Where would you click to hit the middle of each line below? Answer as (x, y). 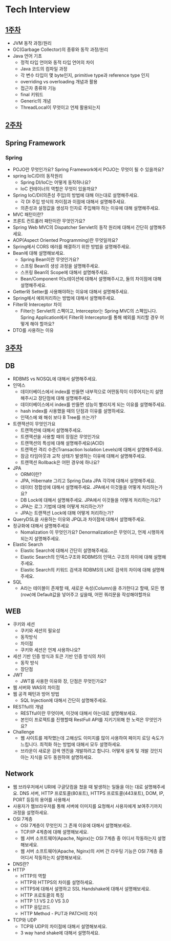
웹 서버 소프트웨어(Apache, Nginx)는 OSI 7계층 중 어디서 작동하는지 (88, 838)
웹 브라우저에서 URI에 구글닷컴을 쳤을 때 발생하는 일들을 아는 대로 (78, 787)
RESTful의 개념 (28, 707)
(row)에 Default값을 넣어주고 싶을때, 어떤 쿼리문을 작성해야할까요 (85, 595)
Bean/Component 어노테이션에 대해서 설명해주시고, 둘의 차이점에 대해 (91, 279)
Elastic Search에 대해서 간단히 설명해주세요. (65, 551)
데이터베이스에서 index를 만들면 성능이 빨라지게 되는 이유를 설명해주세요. (93, 404)
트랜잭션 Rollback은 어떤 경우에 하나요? (60, 463)
